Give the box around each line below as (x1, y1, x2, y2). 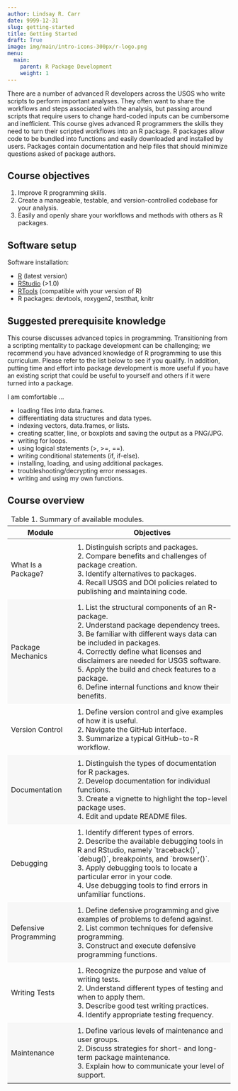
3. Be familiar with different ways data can (76, 628, 217, 638)
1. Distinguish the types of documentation (76, 758, 217, 768)
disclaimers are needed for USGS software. (76, 655, 221, 665)
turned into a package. (7, 378, 74, 387)
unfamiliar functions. (76, 889, 146, 899)
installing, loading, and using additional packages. (17, 458, 164, 468)
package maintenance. (94, 1052, 171, 1062)
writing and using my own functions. (17, 474, 124, 482)
